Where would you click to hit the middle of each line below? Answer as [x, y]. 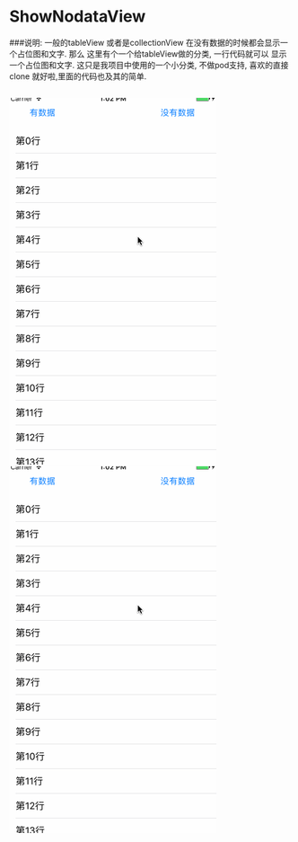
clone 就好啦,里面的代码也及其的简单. [78, 76]
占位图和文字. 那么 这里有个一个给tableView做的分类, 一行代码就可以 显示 [152, 53]
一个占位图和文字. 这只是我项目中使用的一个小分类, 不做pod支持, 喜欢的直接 [149, 65]
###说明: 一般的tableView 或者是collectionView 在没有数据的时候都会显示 [145, 42]
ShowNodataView [78, 17]
